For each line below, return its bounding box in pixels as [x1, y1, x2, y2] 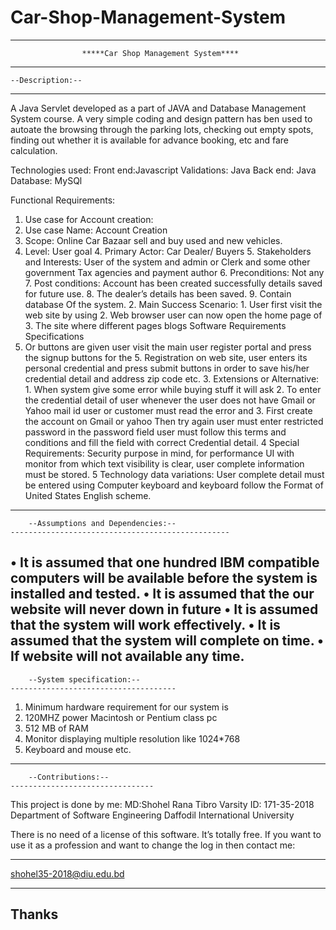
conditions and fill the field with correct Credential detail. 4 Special [24, 436, 300, 448]
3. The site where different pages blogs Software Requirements [24, 319, 287, 331]
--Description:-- [10, 75, 83, 85]
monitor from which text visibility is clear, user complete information [24, 457, 305, 470]
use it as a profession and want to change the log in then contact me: [10, 839, 296, 851]
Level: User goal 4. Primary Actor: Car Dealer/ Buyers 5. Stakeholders [24, 245, 312, 257]
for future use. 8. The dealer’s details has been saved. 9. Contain [24, 287, 292, 300]
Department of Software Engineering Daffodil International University [10, 809, 295, 821]
